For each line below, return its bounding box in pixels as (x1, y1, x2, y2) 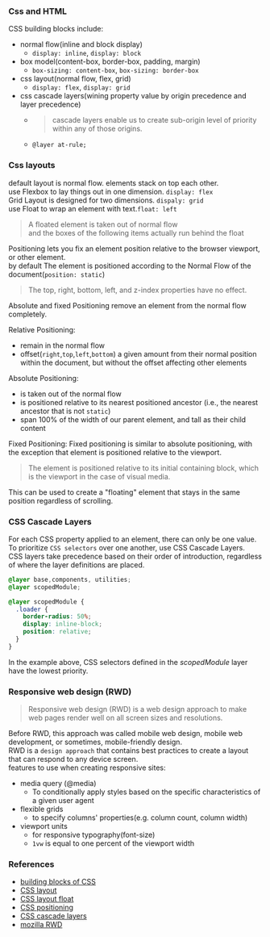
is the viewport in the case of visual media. (27, 471, 171, 481)
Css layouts (8, 160, 56, 171)
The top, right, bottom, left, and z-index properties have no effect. (27, 285, 247, 295)
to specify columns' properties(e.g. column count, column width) (31, 813, 248, 822)
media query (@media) (19, 779, 97, 789)
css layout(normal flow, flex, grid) (19, 74, 131, 84)
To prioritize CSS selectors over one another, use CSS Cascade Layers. (8, 542, 246, 552)
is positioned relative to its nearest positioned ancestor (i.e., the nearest (19, 397, 259, 407)
